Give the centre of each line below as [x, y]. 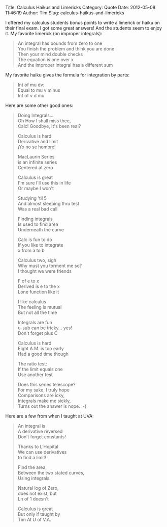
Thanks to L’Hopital [38, 446]
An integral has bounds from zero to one [60, 43]
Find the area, [32, 467]
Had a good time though [43, 354]
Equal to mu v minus [39, 90]
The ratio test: [32, 364]
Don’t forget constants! [42, 437]
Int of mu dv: [31, 85]
